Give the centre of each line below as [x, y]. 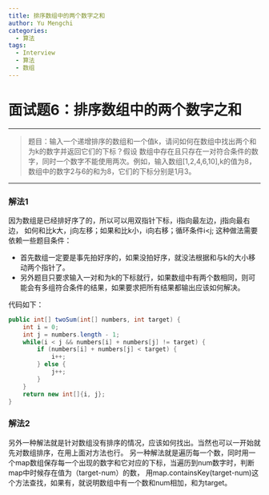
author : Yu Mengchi [41, 23]
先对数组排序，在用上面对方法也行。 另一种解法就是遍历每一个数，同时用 [128, 453]
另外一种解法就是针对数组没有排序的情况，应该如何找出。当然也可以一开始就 [134, 442]
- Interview [36, 53]
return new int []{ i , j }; [64, 394]
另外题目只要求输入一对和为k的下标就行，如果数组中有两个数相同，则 [134, 277]
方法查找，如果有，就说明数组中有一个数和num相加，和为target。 [123, 482]
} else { [52, 364]
